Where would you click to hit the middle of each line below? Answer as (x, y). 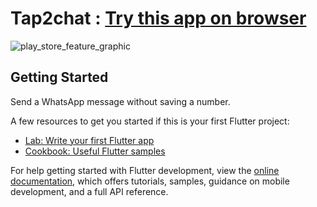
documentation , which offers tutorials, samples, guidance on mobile (150, 181)
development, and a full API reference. (89, 191)
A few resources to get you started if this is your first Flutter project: (150, 121)
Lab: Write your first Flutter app (89, 140)
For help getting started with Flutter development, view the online (145, 170)
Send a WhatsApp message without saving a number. (120, 101)
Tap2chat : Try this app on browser (158, 18)
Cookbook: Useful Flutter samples (95, 151)
